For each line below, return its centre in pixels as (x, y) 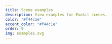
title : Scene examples (29, 10)
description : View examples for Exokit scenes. (57, 15)
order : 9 (14, 29)
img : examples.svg (25, 33)
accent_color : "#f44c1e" (31, 24)
